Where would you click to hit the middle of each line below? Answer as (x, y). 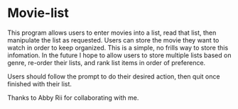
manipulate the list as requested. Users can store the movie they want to (113, 40)
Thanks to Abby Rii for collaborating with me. (73, 98)
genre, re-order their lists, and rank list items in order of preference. (107, 62)
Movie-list (38, 13)
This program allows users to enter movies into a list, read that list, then (112, 33)
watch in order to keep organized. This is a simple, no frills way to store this (118, 47)
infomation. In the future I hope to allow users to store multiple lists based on (119, 55)
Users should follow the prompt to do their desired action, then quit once (114, 76)
